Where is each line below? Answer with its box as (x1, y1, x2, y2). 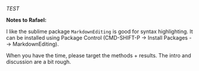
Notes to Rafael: (6, 17, 47, 23)
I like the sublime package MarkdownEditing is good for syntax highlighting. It (6, 28, 193, 35)
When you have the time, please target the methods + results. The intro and (6, 52, 191, 59)
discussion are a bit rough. (6, 59, 71, 65)
